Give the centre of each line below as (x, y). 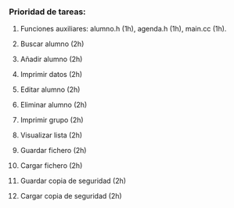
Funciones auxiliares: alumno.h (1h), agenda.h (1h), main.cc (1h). (123, 29)
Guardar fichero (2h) (53, 151)
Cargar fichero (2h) (51, 166)
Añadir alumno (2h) (51, 59)
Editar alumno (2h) (50, 89)
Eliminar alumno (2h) (54, 105)
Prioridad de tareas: (47, 12)
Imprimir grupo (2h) (52, 120)
